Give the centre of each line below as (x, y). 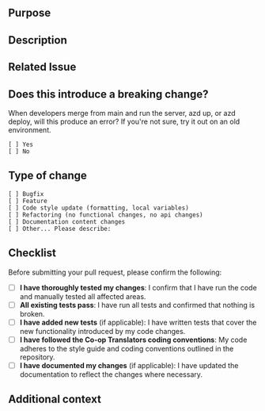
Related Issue (42, 67)
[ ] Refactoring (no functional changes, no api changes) (106, 215)
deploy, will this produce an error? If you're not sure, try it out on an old (124, 121)
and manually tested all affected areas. (83, 296)
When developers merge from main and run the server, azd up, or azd (122, 113)
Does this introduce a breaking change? (108, 94)
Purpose (30, 13)
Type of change (47, 176)
